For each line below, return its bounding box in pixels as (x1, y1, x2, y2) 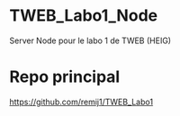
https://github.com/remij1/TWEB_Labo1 (9, 96, 154, 107)
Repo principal (9, 67, 121, 87)
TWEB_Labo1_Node (9, 5, 158, 26)
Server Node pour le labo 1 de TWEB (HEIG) (9, 35, 172, 46)
